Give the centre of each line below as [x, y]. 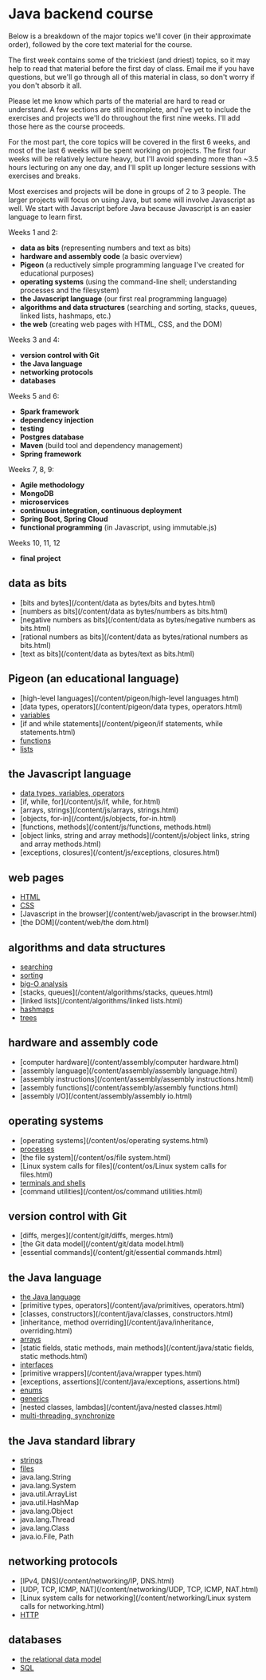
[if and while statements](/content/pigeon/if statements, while [121, 723]
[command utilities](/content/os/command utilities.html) [111, 1191]
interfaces [36, 1365]
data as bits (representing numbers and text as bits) [105, 248]
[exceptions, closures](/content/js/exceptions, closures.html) [120, 852]
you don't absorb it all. [45, 85]
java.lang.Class [45, 1528]
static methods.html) [53, 1356]
